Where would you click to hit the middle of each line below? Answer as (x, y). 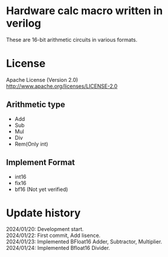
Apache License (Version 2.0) (42, 80)
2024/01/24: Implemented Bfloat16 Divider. (58, 248)
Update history (43, 213)
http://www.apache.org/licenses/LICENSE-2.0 (62, 86)
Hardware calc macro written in (85, 11)
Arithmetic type (36, 105)
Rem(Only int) (31, 144)
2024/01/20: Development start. (45, 229)
